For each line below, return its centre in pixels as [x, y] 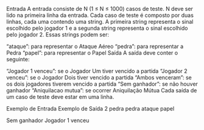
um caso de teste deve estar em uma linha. [60, 97]
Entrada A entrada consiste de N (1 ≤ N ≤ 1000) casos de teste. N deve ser [100, 9]
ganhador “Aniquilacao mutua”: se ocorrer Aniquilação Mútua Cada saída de [102, 90]
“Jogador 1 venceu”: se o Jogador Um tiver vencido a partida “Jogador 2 [97, 71]
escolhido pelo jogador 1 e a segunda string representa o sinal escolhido [97, 28]
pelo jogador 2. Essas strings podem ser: [58, 35]
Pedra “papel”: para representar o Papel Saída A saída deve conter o [92, 53]
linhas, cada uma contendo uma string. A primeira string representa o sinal [100, 22]
